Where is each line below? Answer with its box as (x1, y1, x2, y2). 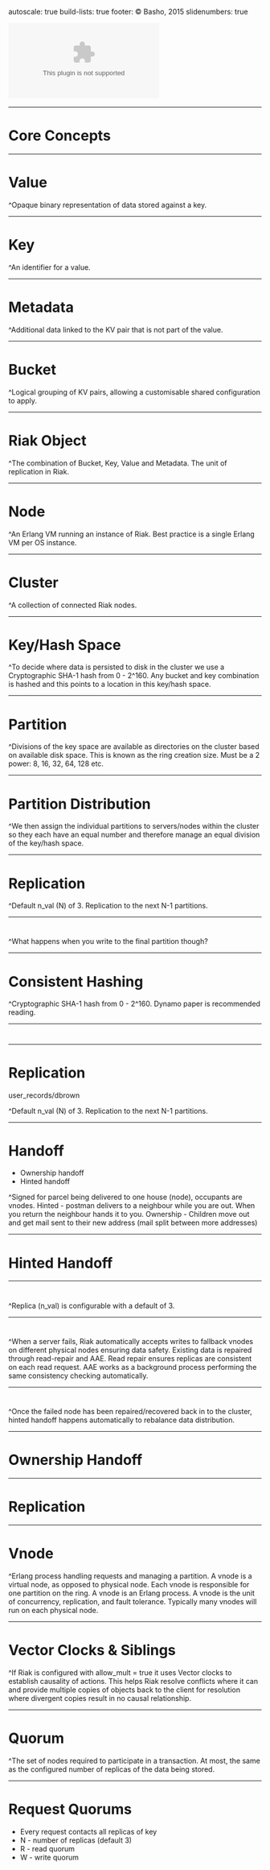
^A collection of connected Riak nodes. (8, 600, 137, 610)
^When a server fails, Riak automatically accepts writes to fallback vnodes (8, 1336, 254, 1346)
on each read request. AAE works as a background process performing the (8, 1362, 257, 1371)
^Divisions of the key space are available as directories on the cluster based (8, 742, 260, 751)
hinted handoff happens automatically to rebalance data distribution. (8, 1415, 235, 1425)
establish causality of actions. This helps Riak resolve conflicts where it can (8, 1676, 259, 1686)
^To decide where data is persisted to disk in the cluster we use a (8, 662, 225, 672)
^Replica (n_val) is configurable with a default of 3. (8, 1301, 175, 1310)
